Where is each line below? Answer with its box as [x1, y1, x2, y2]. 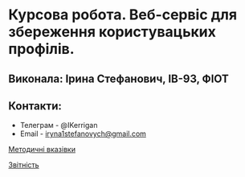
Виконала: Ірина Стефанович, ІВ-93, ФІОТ [8, 72, 229, 85]
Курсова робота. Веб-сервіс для [8, 6, 238, 24]
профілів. [8, 40, 75, 58]
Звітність [8, 160, 39, 170]
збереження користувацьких [8, 23, 217, 41]
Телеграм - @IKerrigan [19, 121, 98, 130]
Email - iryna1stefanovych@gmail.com [19, 129, 147, 138]
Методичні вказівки [8, 145, 76, 154]
